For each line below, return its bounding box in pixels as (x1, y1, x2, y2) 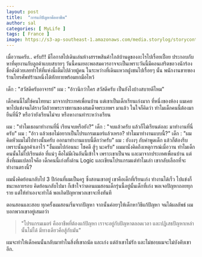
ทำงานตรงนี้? (6, 163, 32, 171)
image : (6, 37, 23, 43)
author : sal (6, 20, 36, 26)
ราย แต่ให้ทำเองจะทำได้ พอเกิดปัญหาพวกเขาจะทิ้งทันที (6, 189, 112, 196)
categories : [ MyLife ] (6, 25, 66, 32)
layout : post (6, 8, 39, 15)
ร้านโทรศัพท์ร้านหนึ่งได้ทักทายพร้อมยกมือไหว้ (6, 73, 95, 80)
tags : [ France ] (6, 31, 50, 37)
